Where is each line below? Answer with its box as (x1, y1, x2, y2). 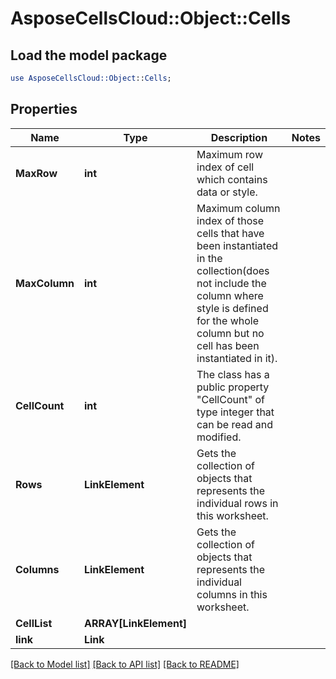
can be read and (196, 417, 274, 431)
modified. (196, 430, 242, 444)
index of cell (196, 160, 255, 174)
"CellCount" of (196, 392, 265, 406)
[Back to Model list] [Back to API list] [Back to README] (10, 658, 240, 670)
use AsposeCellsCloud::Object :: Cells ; (10, 73, 172, 83)
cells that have (196, 226, 265, 240)
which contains (196, 172, 268, 186)
